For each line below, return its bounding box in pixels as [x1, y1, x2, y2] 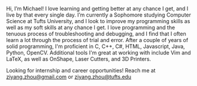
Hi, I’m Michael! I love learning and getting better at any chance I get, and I [6, 5, 189, 12]
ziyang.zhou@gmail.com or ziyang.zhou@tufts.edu [6, 74, 132, 80]
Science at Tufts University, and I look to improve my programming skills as [6, 18, 190, 24]
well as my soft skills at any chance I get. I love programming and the [6, 24, 176, 31]
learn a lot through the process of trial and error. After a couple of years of [6, 37, 189, 43]
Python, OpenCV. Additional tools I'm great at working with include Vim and [6, 49, 192, 56]
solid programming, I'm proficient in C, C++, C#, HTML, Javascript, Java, [6, 43, 186, 50]
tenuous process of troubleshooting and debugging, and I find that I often [6, 30, 186, 37]
